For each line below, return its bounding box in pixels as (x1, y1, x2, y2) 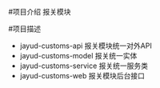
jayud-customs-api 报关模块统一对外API (19, 41, 152, 50)
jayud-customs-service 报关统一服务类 (19, 61, 148, 70)
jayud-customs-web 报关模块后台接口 (19, 71, 146, 80)
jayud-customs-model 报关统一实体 (19, 51, 138, 60)
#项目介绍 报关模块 (8, 7, 71, 16)
